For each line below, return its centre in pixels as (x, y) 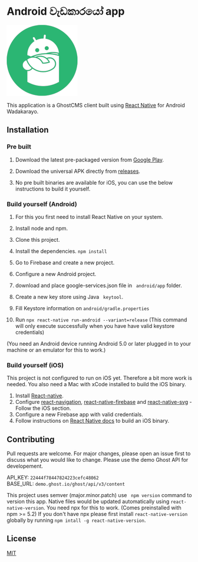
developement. (25, 466)
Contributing (31, 439)
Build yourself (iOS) (35, 365)
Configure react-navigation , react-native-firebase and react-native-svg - (103, 402)
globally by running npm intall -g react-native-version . (76, 520)
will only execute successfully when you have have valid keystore (95, 326)
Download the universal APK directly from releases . (78, 171)
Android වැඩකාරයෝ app (66, 11)
